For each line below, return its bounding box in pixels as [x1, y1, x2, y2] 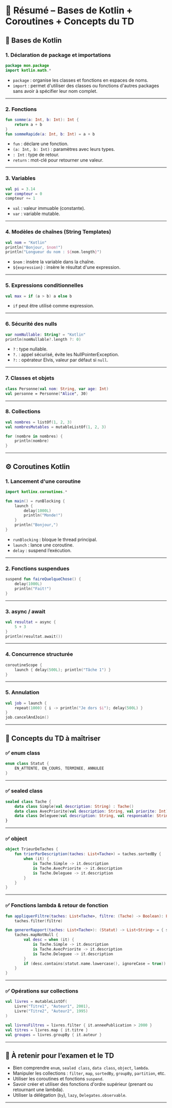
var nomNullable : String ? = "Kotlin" [5, 332, 86, 337]
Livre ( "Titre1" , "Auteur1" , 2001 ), [14, 1004, 91, 1009]
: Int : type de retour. [12, 151, 60, 158]
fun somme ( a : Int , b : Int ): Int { [5, 117, 79, 122]
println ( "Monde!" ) [24, 513, 63, 518]
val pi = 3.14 [5, 186, 36, 191]
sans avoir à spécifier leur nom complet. [12, 88, 98, 94]
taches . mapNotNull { [14, 932, 58, 938]
